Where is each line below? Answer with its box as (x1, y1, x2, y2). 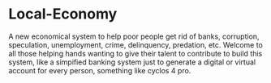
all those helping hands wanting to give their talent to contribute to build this (8, 48, 263, 58)
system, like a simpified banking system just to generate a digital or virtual (8, 57, 256, 67)
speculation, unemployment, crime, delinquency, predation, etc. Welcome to (8, 39, 264, 49)
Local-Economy (8, 5, 118, 23)
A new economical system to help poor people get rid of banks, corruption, (8, 31, 260, 41)
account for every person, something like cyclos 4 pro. (8, 65, 191, 75)
